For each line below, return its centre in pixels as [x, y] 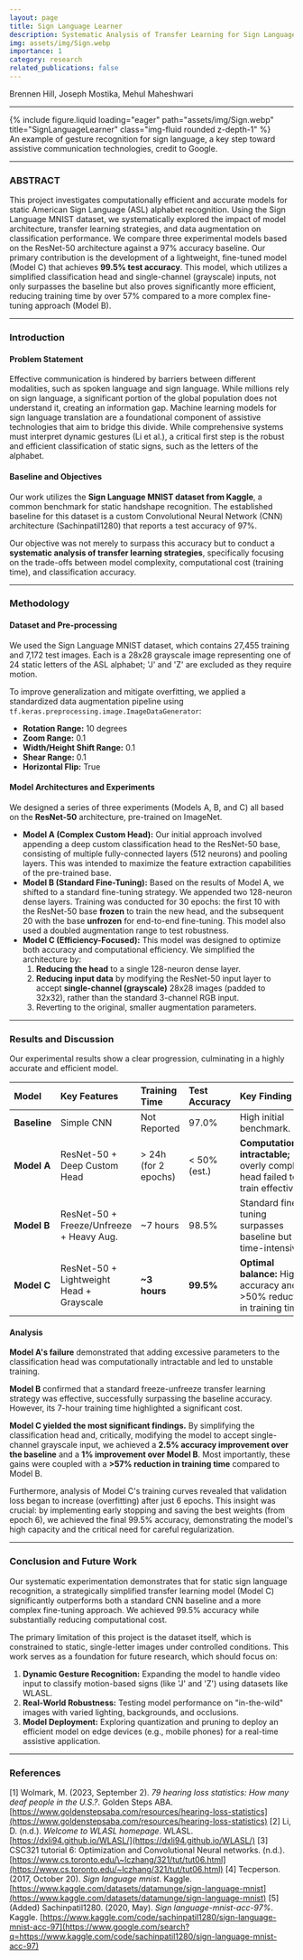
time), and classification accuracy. [73, 572]
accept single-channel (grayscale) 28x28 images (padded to [151, 988]
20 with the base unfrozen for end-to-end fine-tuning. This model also [154, 920]
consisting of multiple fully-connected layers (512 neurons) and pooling [155, 854]
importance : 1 [36, 51]
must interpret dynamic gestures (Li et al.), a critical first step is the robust [147, 437]
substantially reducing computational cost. [88, 1619]
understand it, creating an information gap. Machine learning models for [143, 408]
